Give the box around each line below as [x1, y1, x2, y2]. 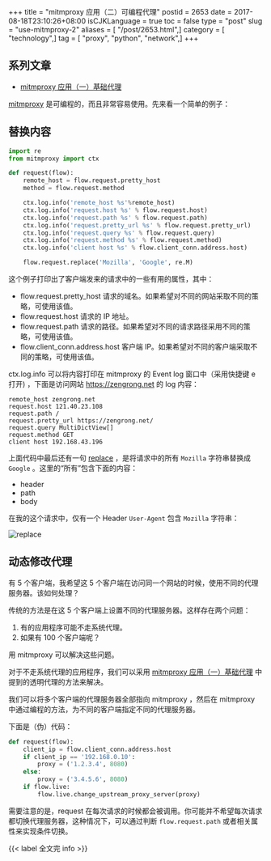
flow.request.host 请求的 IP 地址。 [19, 312, 133, 321]
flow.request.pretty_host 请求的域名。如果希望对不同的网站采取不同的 [19, 291, 252, 301]
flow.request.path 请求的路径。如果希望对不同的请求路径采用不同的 [19, 322, 244, 331]
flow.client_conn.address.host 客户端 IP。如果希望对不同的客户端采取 [19, 342, 251, 351]
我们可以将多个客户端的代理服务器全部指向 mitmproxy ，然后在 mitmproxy [8, 694, 256, 704]
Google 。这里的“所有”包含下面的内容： [8, 464, 138, 473]
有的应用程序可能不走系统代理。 [19, 622, 127, 632]
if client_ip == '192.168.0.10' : [23, 753, 136, 761]
